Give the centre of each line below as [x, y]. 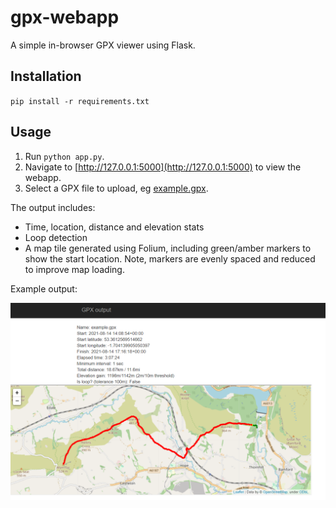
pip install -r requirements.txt [80, 101]
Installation [46, 76]
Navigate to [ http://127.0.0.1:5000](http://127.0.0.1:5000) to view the [163, 167]
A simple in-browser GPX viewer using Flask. [103, 45]
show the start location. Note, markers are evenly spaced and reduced [170, 258]
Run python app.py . [64, 156]
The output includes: [53, 207]
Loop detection [56, 237]
